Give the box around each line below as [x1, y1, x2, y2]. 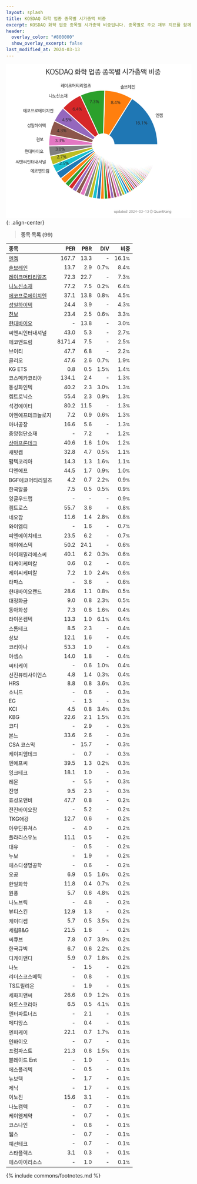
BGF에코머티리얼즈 [8, 476, 53, 483]
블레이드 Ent [8, 1056, 37, 1063]
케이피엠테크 [8, 750, 38, 758]
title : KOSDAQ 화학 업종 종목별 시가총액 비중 [6, 15, 106, 22]
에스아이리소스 [8, 1159, 42, 1166]
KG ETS [8, 365, 28, 373]
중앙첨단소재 [8, 430, 38, 437]
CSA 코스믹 [8, 741, 35, 748]
